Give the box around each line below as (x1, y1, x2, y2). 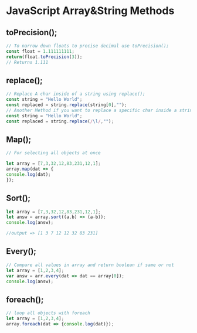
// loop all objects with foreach (6, 310, 91, 316)
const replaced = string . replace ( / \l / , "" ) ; (6, 118, 114, 124)
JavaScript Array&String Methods (6, 4, 175, 18)
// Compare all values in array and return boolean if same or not (6, 262, 175, 268)
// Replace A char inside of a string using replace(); (6, 91, 145, 97)
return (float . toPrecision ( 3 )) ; (6, 54, 83, 60)
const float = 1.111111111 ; (6, 48, 75, 54)
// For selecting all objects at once (6, 150, 101, 156)
